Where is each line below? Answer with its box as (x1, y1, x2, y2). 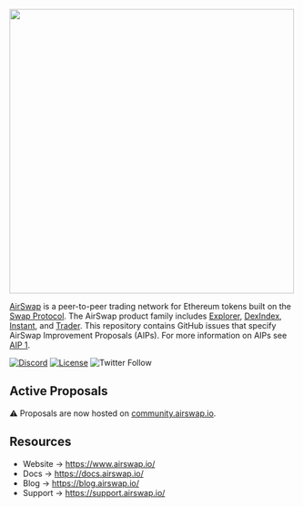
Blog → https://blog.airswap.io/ (22, 477, 139, 489)
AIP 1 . (9, 340, 31, 350)
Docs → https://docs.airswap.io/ (22, 468, 144, 479)
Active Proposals (9, 383, 108, 399)
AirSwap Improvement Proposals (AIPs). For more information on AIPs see (9, 330, 288, 340)
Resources (9, 434, 72, 450)
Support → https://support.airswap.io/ (22, 487, 166, 498)
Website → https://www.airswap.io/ (22, 458, 156, 469)
